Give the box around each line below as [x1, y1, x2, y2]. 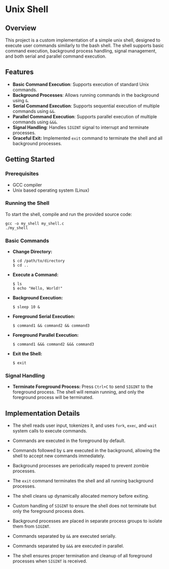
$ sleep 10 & [12, 304, 40, 310]
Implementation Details [5, 409, 80, 418]
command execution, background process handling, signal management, [5, 48, 157, 54]
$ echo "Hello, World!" [12, 286, 63, 291]
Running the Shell [5, 200, 49, 207]
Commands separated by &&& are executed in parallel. [12, 543, 125, 549]
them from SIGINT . [12, 523, 50, 530]
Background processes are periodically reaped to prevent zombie [12, 463, 149, 469]
